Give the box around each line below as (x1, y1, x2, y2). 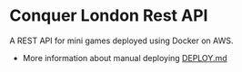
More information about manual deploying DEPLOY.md (22, 52, 227, 63)
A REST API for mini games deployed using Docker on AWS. (9, 35, 234, 46)
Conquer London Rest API (9, 5, 208, 26)
